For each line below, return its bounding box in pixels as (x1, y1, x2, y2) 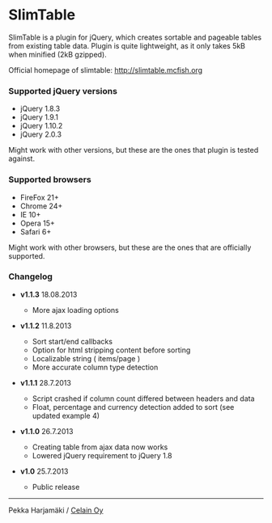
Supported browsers (8, 174, 91, 185)
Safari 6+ (19, 226, 52, 236)
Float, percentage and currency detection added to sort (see (32, 402, 235, 411)
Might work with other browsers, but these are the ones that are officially (8, 243, 252, 252)
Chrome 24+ (19, 200, 63, 211)
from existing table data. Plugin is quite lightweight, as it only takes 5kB (8, 40, 245, 50)
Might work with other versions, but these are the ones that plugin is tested (8, 146, 259, 155)
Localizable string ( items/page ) (32, 353, 140, 363)
